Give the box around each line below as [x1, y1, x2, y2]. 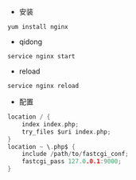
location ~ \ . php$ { [7, 142, 76, 150]
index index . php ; [21, 120, 80, 128]
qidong [18, 37, 43, 46]
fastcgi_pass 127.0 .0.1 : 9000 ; [21, 158, 122, 166]
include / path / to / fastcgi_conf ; [21, 150, 129, 158]
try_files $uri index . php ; [21, 127, 111, 136]
